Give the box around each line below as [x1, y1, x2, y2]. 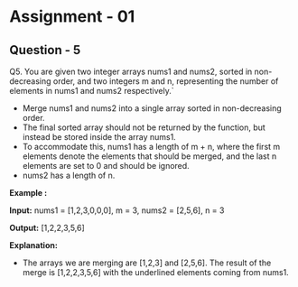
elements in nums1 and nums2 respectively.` [9, 86, 174, 96]
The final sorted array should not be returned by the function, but [22, 122, 266, 133]
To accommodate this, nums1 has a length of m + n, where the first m [22, 142, 281, 152]
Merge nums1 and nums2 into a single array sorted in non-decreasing [22, 103, 282, 114]
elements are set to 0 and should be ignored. [22, 161, 190, 171]
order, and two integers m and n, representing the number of [52, 76, 279, 87]
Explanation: [9, 240, 59, 250]
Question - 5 [9, 42, 81, 58]
